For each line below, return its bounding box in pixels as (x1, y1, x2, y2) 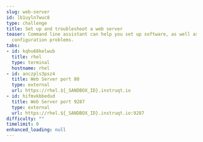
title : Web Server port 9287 (11, 98, 85, 105)
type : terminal (11, 59, 50, 65)
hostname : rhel (11, 65, 50, 71)
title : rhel (11, 54, 42, 60)
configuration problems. (11, 37, 74, 43)
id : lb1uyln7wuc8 (6, 15, 50, 21)
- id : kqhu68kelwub (6, 48, 56, 54)
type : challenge (6, 20, 47, 26)
